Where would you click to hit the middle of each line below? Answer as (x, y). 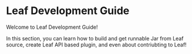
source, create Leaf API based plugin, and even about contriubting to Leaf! (96, 45)
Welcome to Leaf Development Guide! (52, 27)
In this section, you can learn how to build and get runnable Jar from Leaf (95, 38)
